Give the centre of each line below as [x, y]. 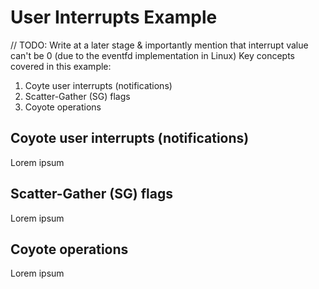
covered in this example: [61, 66]
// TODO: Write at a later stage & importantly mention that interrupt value [159, 45]
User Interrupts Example [114, 17]
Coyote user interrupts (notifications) [130, 138]
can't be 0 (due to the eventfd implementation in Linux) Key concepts [152, 55]
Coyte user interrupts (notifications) [98, 85]
